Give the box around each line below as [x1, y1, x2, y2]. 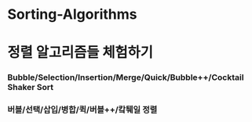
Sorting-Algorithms [7, 5, 138, 23]
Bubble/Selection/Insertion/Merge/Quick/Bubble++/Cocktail [7, 72, 244, 83]
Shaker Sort [7, 82, 54, 93]
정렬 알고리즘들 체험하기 [7, 44, 154, 62]
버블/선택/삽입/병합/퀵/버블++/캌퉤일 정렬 [7, 104, 158, 115]
